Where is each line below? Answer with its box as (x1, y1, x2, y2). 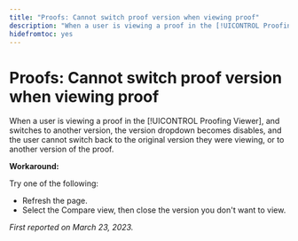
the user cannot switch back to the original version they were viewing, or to (9, 135, 285, 145)
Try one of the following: (9, 178, 99, 189)
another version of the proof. (9, 144, 114, 155)
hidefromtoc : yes (9, 29, 74, 38)
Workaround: (9, 161, 59, 172)
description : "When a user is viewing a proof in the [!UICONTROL (9, 21, 260, 30)
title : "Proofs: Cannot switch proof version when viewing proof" (9, 12, 260, 22)
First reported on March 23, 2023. (9, 222, 134, 233)
